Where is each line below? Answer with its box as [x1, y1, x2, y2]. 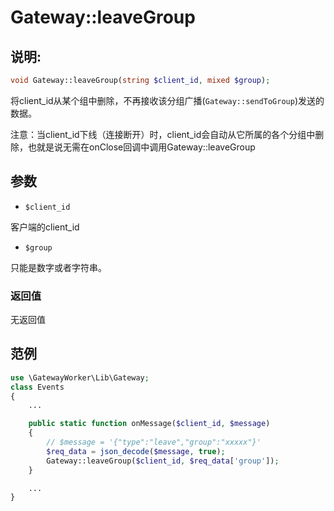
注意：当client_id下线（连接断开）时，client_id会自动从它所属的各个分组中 [10, 128, 316, 140]
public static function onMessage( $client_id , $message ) [28, 419, 271, 429]
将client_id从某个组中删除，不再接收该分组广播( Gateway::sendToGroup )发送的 [10, 94, 325, 106]
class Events [10, 382, 65, 392]
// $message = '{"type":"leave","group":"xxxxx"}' [46, 437, 262, 448]
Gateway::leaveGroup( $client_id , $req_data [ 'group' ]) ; [46, 456, 280, 466]
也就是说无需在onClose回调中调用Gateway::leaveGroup [27, 141, 256, 153]
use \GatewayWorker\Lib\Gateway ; [10, 372, 150, 383]
